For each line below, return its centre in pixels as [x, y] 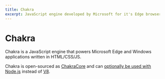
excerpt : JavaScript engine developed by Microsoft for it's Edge [74, 14]
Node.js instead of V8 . [28, 72]
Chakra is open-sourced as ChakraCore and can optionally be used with [78, 66]
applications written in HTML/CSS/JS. [43, 57]
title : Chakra [20, 10]
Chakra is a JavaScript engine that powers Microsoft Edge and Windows [78, 52]
